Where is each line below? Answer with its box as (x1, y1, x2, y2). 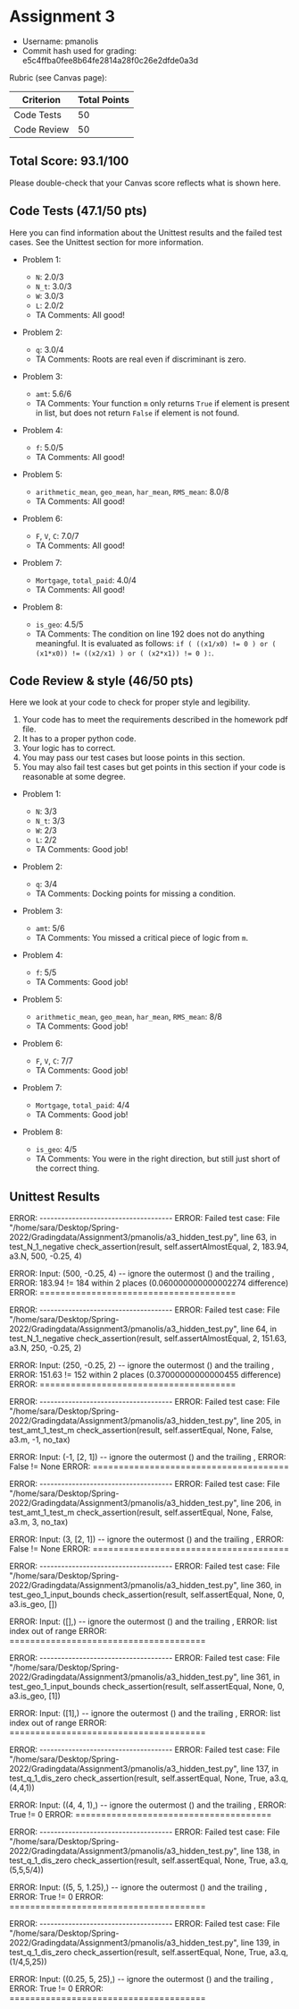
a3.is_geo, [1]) (9, 1690, 61, 1702)
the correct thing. (35, 1163, 100, 1174)
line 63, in (240, 1232, 277, 1243)
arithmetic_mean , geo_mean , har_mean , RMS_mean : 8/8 (35, 1012, 223, 1022)
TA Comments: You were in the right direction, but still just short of (35, 1153, 281, 1165)
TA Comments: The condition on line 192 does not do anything (35, 628, 265, 639)
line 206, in (240, 1498, 282, 1509)
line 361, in (240, 1671, 280, 1682)
